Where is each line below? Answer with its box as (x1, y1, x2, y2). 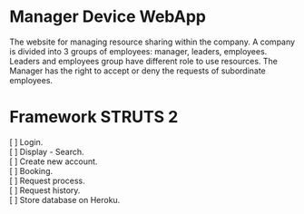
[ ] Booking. (9, 165, 54, 176)
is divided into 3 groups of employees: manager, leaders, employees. (9, 45, 268, 56)
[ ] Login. (9, 136, 44, 147)
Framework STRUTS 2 (9, 107, 179, 128)
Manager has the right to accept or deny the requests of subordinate (9, 65, 266, 76)
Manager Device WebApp (9, 6, 207, 27)
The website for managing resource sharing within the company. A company (9, 36, 296, 47)
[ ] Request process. (9, 175, 85, 186)
